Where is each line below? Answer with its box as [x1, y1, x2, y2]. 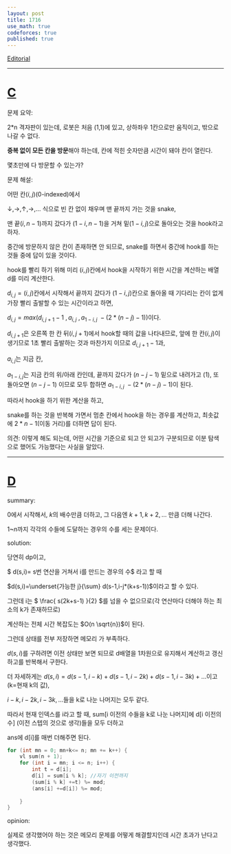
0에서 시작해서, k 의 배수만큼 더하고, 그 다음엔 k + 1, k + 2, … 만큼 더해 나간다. [7, 510, 213, 519]
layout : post [7, 10, 45, 17]
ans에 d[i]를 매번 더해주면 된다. [7, 733, 91, 741]
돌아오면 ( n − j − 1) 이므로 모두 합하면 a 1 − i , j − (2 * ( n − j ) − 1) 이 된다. [7, 380, 193, 390]
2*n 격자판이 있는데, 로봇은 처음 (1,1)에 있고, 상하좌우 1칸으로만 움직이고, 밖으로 [7, 123, 219, 131]
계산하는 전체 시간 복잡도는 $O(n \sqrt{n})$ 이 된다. [7, 620, 145, 628]
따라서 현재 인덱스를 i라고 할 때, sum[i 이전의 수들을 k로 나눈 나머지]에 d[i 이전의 [7, 710, 222, 718]
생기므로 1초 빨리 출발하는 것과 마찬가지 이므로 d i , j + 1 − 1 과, [7, 339, 166, 349]
